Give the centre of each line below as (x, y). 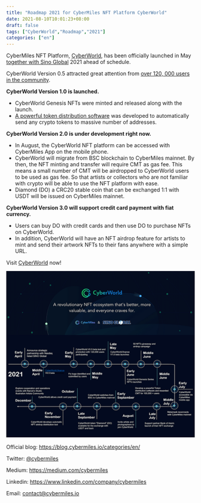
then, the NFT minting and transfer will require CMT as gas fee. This (98, 164)
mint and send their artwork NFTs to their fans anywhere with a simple (101, 245)
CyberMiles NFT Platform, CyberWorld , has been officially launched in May (99, 56)
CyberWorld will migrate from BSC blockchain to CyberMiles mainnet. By (104, 158)
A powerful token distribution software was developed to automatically (102, 116)
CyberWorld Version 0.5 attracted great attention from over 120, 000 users (98, 74)
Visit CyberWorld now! (34, 263)
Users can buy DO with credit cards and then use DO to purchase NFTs (103, 226)
